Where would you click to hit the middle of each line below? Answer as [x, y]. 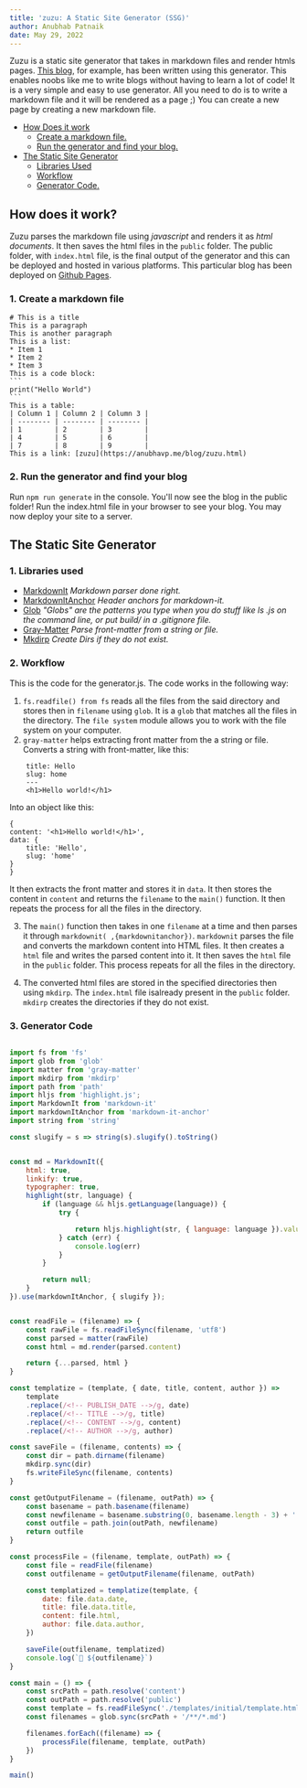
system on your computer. [72, 730]
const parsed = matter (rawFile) [87, 1338]
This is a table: [42, 406]
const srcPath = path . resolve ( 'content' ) [106, 1692]
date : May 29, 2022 [47, 35]
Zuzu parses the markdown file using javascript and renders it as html [141, 236]
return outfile [55, 1532]
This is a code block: [53, 374]
